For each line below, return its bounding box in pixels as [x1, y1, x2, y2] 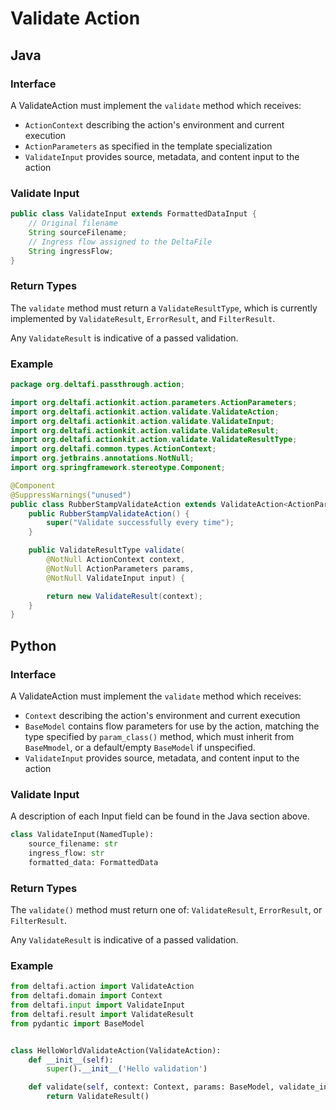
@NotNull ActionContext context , [46, 555, 186, 565]
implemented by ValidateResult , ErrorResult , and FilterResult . [10, 312, 276, 324]
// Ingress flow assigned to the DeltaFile [28, 237, 213, 247]
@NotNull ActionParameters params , [46, 563, 195, 574]
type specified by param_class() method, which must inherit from [24, 730, 295, 742]
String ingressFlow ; [28, 246, 114, 256]
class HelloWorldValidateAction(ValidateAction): [10, 1045, 222, 1056]
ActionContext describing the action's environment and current [24, 118, 285, 131]
